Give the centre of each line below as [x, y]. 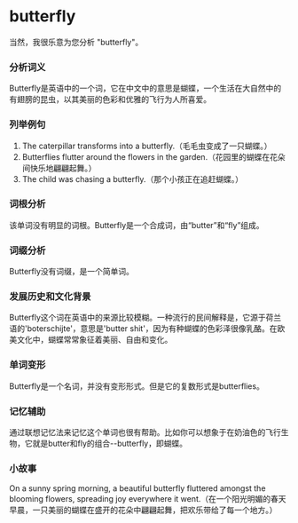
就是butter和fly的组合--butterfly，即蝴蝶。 [110, 444]
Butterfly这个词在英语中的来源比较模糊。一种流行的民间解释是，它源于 [137, 318]
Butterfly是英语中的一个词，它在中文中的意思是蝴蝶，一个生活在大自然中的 [145, 88]
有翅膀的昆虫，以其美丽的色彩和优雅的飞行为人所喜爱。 [110, 99]
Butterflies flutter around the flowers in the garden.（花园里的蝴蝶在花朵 [153, 156]
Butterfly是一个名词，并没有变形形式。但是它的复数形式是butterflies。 [137, 386]
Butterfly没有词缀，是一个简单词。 [72, 272]
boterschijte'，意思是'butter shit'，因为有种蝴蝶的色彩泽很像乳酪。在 [152, 329]
